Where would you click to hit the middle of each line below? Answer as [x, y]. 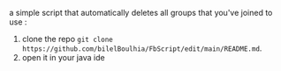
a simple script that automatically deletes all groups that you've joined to [141, 13]
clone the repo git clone [67, 39]
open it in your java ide [63, 57]
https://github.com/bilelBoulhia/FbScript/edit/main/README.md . [142, 48]
